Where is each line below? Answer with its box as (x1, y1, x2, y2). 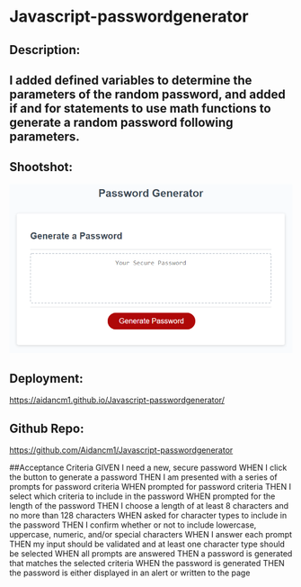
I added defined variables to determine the (9, 72, 252, 87)
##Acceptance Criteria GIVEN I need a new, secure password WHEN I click (9, 462, 288, 474)
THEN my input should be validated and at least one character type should (9, 538, 286, 550)
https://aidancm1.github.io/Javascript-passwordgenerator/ (9, 394, 225, 406)
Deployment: (9, 371, 84, 386)
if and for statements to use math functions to (9, 101, 271, 116)
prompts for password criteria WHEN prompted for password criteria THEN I (9, 482, 292, 492)
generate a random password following (9, 114, 234, 130)
